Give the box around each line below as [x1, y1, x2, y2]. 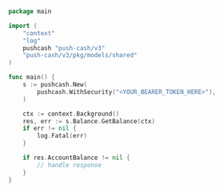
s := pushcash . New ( [22, 80, 88, 88]
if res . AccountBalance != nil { [22, 154, 130, 162]
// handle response [37, 161, 102, 169]
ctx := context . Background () [22, 110, 120, 118]
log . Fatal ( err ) [37, 132, 88, 140]
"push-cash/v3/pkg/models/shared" [22, 52, 137, 60]
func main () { [8, 73, 56, 81]
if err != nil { [22, 124, 78, 133]
